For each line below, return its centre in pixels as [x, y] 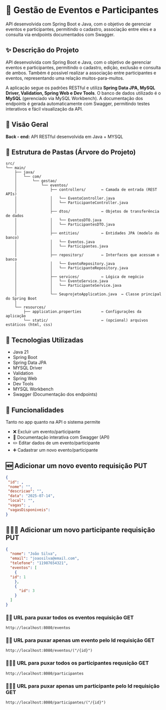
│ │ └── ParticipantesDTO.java [65, 225]
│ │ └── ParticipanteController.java [71, 203]
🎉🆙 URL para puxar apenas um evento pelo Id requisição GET [80, 640]
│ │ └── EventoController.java [65, 199]
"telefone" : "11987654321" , [39, 563]
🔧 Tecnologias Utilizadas [44, 340]
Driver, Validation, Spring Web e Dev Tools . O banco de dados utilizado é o [83, 93]
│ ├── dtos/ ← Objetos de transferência [87, 212]
